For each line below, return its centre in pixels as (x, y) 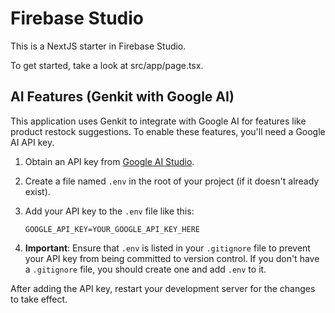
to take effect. (39, 299)
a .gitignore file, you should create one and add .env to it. (145, 269)
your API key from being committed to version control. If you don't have (172, 258)
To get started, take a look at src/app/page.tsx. (107, 65)
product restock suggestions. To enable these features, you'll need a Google (168, 131)
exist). (37, 191)
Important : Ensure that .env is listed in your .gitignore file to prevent (167, 248)
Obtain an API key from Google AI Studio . (109, 161)
